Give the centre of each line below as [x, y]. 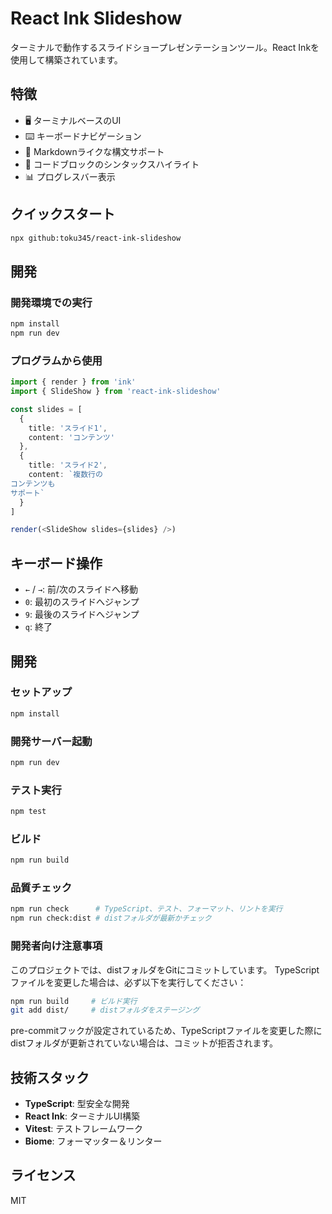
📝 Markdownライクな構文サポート [94, 151]
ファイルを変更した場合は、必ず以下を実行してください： [128, 982]
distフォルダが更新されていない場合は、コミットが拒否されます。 [144, 1043]
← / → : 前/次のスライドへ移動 [81, 589]
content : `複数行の [65, 475]
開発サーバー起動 [51, 741]
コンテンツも [33, 483]
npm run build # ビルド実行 [74, 1001]
